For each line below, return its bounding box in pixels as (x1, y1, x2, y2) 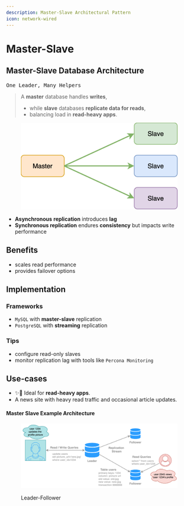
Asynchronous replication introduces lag (14, 215, 117, 222)
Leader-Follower (21, 494, 61, 501)
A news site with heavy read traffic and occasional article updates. (14, 396, 177, 403)
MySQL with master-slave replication (14, 316, 102, 323)
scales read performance (14, 261, 77, 268)
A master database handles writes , (20, 93, 108, 100)
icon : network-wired (6, 15, 57, 22)
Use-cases (6, 374, 47, 384)
